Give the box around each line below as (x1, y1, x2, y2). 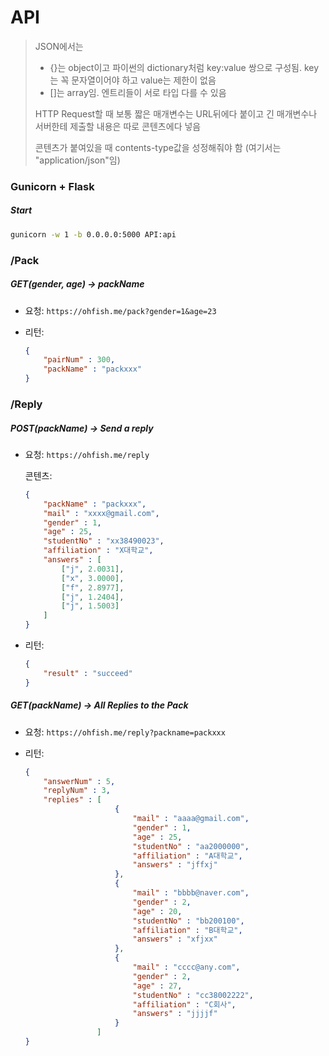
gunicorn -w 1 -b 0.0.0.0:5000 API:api (10, 229, 177, 240)
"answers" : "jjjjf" (132, 1009, 218, 1019)
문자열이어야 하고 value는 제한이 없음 (71, 74, 217, 86)
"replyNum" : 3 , (43, 786, 111, 796)
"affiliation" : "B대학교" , (132, 925, 243, 935)
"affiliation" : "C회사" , (132, 999, 237, 1010)
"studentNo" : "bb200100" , (132, 916, 245, 926)
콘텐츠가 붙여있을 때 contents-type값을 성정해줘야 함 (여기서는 (34, 141, 282, 153)
